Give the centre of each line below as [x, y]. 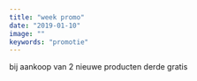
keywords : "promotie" [49, 42]
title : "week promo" [47, 17]
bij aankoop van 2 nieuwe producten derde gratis [98, 67]
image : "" [27, 33]
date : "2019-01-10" [45, 26]
